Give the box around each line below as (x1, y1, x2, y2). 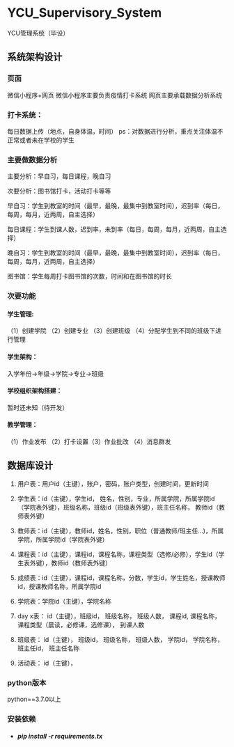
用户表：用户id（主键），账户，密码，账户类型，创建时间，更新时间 (17, 479, 209, 488)
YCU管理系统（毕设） (7, 29, 70, 37)
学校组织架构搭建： (7, 386, 63, 395)
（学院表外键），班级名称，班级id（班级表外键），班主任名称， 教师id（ (17, 503, 219, 511)
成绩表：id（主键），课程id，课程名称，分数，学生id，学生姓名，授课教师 (17, 573, 226, 582)
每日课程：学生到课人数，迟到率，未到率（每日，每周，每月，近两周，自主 (7, 225, 221, 234)
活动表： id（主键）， (17, 659, 77, 667)
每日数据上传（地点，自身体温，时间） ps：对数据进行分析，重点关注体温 (7, 127, 217, 135)
